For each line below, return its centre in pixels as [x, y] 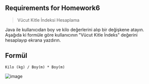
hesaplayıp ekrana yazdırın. [33, 40]
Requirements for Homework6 [53, 8]
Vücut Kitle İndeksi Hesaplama [48, 20]
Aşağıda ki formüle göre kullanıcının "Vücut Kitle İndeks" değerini [72, 35]
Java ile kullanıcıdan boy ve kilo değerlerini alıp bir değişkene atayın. [75, 30]
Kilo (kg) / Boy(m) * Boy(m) [35, 67]
